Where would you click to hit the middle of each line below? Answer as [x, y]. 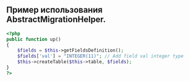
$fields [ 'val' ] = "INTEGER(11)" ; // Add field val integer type [100, 56]
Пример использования [55, 10]
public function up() [34, 39]
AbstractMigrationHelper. [56, 20]
